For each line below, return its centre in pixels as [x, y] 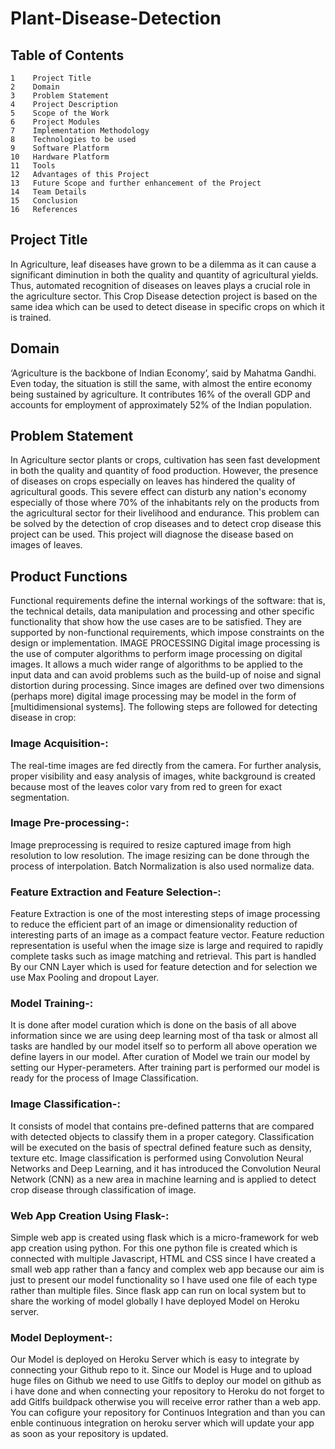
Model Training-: [52, 1004]
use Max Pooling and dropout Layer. [85, 978]
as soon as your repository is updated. [89, 1434]
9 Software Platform [60, 148]
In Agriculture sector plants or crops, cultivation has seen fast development [165, 460]
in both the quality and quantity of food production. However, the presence [164, 471]
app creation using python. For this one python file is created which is [154, 1248]
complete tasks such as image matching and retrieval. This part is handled [163, 956]
